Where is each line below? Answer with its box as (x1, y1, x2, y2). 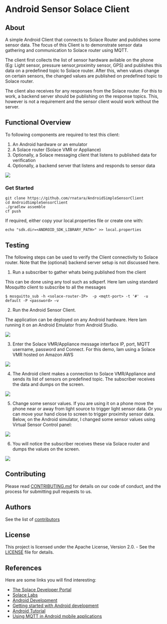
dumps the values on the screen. (12, 446, 80, 452)
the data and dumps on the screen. (12, 381, 85, 387)
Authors (5, 503, 31, 511)
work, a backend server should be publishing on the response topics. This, (5, 93, 159, 99)
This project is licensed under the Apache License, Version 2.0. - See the (5, 544, 156, 550)
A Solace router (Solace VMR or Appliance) (12, 146, 101, 152)
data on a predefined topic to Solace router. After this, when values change (5, 67, 160, 73)
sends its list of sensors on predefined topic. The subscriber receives (12, 376, 156, 382)
